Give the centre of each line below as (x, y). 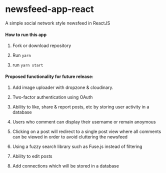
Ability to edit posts (32, 156)
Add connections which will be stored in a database (65, 166)
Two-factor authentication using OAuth (52, 97)
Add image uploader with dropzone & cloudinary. (63, 87)
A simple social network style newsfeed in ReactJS (58, 23)
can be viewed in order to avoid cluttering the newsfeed (70, 137)
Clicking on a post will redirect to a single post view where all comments (87, 131)
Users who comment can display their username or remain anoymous (84, 122)
